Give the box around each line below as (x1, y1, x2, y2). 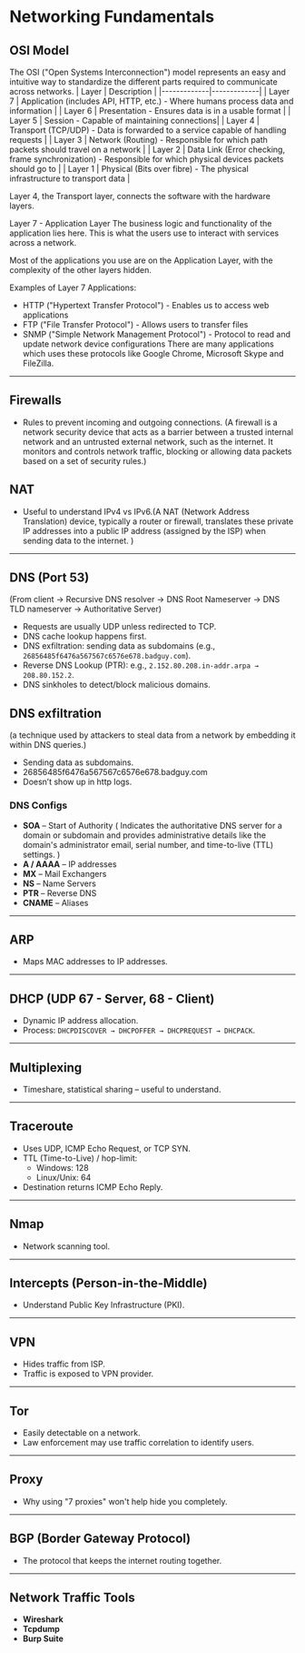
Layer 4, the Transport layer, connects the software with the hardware (9, 191, 271, 201)
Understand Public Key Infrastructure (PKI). (22, 1299, 185, 1311)
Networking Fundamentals (9, 6, 215, 27)
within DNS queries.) (9, 740, 87, 751)
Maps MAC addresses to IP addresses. (22, 956, 168, 967)
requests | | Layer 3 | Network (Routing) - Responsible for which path (9, 135, 268, 145)
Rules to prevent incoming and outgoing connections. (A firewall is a (22, 417, 279, 428)
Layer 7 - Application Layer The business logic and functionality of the (9, 218, 272, 228)
